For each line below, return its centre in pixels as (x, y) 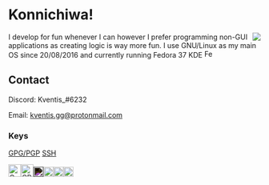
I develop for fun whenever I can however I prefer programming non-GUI (128, 37)
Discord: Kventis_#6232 (48, 99)
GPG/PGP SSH (32, 153)
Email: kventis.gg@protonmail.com (65, 115)
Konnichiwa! (51, 15)
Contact (29, 80)
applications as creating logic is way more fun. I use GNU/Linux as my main (132, 45)
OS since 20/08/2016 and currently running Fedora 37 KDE (105, 54)
